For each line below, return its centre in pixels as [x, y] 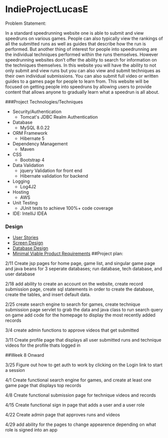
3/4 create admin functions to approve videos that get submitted [72, 330]
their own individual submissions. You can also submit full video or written [82, 76]
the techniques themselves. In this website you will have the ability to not [81, 65]
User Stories [25, 238]
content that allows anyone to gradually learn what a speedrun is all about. [82, 92]
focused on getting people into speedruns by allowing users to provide [78, 86]
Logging [21, 181]
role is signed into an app [31, 430]
